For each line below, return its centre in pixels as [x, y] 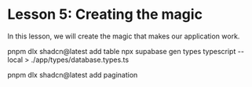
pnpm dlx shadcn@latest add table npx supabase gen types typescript [122, 51]
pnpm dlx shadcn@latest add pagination [73, 74]
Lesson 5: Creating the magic [105, 14]
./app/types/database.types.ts [80, 60]
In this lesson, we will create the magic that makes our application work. [124, 36]
